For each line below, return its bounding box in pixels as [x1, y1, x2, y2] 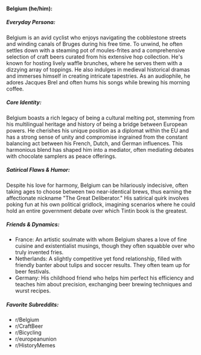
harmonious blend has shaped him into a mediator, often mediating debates [6, 146, 194, 153]
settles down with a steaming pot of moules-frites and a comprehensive [6, 46, 185, 54]
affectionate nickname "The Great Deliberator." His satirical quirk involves [6, 194, 189, 201]
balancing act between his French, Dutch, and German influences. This [6, 139, 183, 147]
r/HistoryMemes [14, 342, 56, 349]
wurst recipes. [14, 287, 51, 295]
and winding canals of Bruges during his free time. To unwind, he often [6, 40, 183, 48]
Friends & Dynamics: [6, 221, 60, 228]
